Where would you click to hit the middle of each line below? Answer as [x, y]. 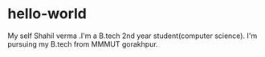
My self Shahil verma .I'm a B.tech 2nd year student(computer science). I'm [132, 36]
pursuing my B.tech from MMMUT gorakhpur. [83, 44]
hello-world [47, 14]
